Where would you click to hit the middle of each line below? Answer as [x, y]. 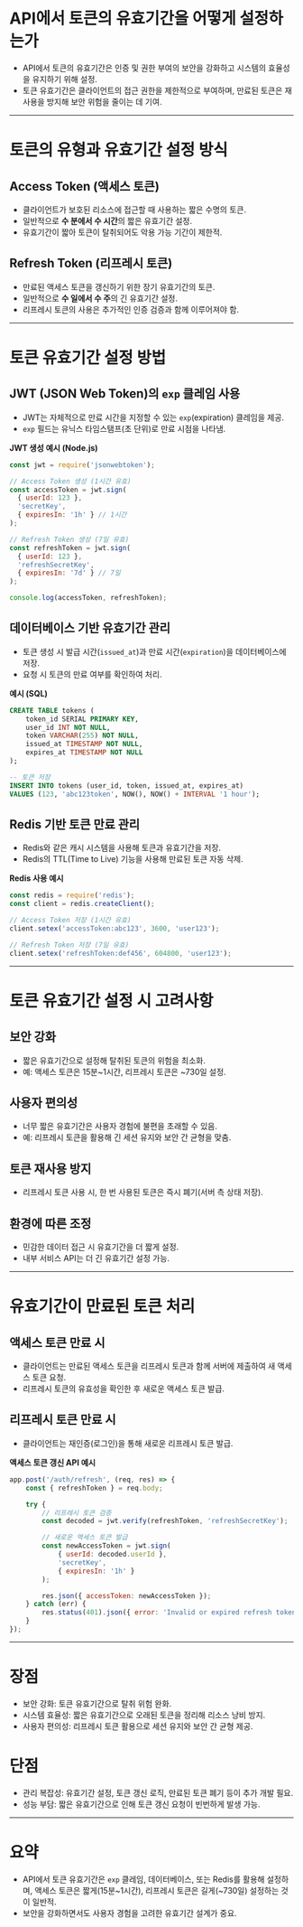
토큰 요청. [49, 1378]
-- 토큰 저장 [30, 777]
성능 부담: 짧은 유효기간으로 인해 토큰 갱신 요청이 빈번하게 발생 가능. [141, 1804]
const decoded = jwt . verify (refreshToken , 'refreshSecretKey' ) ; [165, 1521]
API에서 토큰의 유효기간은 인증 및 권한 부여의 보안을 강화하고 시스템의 [144, 68]
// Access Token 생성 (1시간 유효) [70, 481]
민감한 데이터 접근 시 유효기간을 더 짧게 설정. [101, 1247]
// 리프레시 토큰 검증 [77, 1513]
